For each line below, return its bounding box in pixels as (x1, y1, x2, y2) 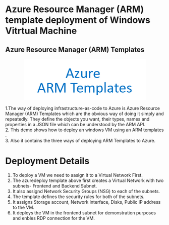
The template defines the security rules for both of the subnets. (12, 194, 145, 200)
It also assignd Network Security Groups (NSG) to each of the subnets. (12, 188, 160, 194)
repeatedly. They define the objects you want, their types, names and (5, 116, 150, 122)
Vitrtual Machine (5, 25, 77, 36)
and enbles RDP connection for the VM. (12, 215, 95, 221)
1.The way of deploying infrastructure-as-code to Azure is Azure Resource (5, 105, 160, 111)
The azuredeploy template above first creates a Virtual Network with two (12, 177, 164, 183)
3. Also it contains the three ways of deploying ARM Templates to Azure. (5, 138, 156, 143)
